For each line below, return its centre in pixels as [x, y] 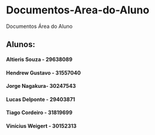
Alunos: [21, 45]
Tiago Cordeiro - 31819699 [39, 113]
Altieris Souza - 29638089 [39, 59]
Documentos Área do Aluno [39, 26]
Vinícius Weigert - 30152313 [42, 126]
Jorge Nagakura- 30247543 [41, 86]
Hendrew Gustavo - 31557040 [43, 73]
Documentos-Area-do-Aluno [78, 10]
